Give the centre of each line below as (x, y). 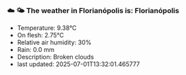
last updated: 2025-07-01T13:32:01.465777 (79, 64)
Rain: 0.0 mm (36, 50)
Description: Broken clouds (55, 57)
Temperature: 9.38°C (47, 28)
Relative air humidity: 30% (54, 42)
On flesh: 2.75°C (40, 35)
